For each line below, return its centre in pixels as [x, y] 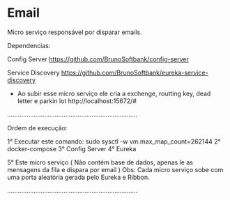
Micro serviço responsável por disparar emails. [75, 32]
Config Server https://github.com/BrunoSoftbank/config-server [98, 59]
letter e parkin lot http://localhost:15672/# [77, 101]
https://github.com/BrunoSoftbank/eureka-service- [135, 72]
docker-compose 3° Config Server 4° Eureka [72, 148]
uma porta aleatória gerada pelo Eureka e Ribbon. [78, 177]
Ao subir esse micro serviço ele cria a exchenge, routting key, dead [114, 93]
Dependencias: [29, 45]
